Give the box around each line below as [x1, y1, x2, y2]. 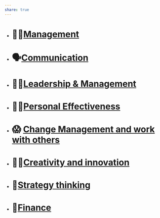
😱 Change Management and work [11, 123, 155, 135]
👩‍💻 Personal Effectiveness [11, 101, 120, 112]
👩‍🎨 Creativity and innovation [11, 157, 130, 168]
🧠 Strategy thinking [11, 179, 91, 191]
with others [11, 134, 60, 145]
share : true [4, 7, 29, 12]
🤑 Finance [11, 202, 51, 214]
